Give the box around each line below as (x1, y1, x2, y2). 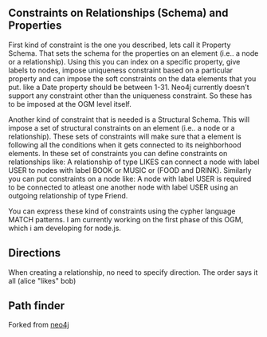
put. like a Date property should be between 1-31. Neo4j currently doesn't (8, 82, 249, 92)
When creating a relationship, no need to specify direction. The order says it (8, 267, 258, 277)
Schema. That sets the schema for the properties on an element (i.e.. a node (8, 48, 259, 58)
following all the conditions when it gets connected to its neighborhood (8, 139, 241, 150)
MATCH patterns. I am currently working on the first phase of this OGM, (8, 214, 244, 224)
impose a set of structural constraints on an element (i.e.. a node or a (8, 123, 235, 132)
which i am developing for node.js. (8, 223, 122, 233)
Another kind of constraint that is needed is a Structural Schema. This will (8, 115, 249, 124)
